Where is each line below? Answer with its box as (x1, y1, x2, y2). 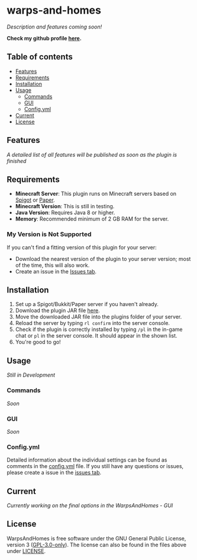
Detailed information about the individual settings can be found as (7, 456, 167, 463)
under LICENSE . (7, 547, 46, 555)
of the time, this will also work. (15, 262, 90, 269)
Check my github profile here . (7, 34, 82, 42)
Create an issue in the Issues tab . (15, 268, 97, 275)
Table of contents (7, 52, 73, 62)
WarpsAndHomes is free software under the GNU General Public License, (7, 534, 186, 542)
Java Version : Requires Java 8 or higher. (15, 209, 115, 217)
